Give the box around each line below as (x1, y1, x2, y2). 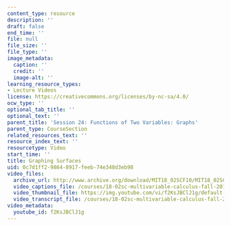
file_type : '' (7, 49, 48, 56)
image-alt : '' (13, 74, 54, 81)
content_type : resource (7, 10, 76, 17)
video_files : (7, 170, 45, 177)
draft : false (7, 23, 45, 30)
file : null (7, 36, 38, 43)
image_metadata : (7, 55, 54, 62)
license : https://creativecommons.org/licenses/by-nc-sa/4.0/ (7, 94, 189, 101)
